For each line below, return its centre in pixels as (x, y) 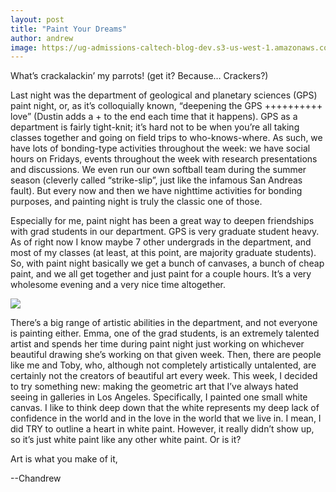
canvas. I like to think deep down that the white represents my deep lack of (165, 408)
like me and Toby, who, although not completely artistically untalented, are (163, 365)
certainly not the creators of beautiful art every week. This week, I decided (164, 376)
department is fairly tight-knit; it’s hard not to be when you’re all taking (155, 127)
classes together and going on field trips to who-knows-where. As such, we (166, 138)
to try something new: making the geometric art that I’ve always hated (154, 387)
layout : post (37, 19)
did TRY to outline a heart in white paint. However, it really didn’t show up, (162, 429)
